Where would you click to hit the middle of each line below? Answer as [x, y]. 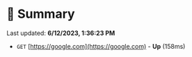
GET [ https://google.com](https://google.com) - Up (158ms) [101, 46]
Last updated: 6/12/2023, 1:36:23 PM [61, 33]
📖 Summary [41, 14]
